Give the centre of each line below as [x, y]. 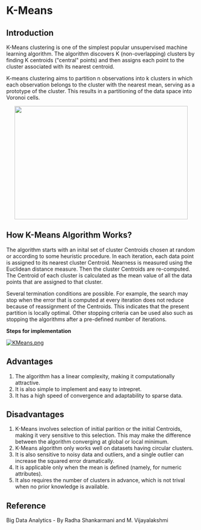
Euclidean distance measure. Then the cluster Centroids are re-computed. [98, 269]
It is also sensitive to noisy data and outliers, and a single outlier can [99, 454]
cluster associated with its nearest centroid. [60, 66]
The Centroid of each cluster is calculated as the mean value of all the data [99, 275]
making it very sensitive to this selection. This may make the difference [103, 435]
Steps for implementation [39, 331]
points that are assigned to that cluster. [55, 282]
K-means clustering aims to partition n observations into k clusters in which [99, 78]
